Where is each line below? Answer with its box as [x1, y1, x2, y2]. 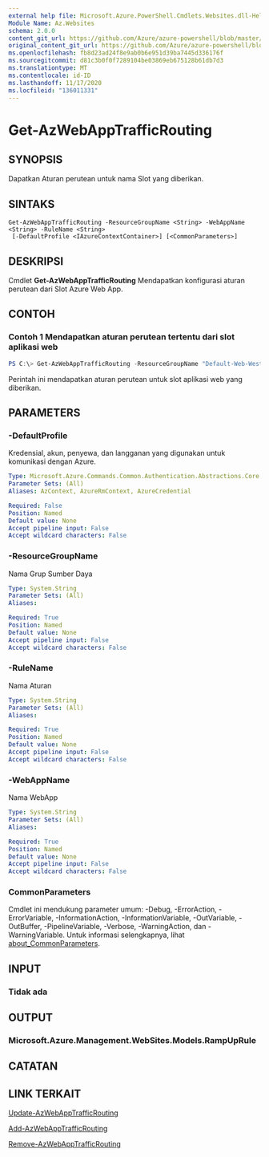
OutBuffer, [8, 922, 42, 932]
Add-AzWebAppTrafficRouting [8, 1124, 108, 1134]
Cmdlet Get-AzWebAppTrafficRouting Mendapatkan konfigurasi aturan [8, 276, 246, 285]
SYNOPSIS [8, 152, 63, 166]
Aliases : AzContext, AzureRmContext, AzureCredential [8, 487, 192, 495]
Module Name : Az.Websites [8, 19, 94, 27]
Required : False [8, 501, 62, 509]
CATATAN [8, 1060, 58, 1074]
